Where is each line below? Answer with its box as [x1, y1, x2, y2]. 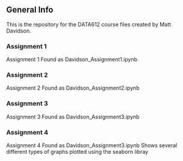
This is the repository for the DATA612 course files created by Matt [6, 20, 172, 28]
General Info [6, 5, 54, 15]
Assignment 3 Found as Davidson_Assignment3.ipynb [6, 113, 140, 120]
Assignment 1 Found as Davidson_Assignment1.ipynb [6, 56, 138, 63]
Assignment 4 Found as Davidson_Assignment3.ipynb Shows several [6, 142, 178, 149]
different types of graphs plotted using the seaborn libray [6, 148, 149, 155]
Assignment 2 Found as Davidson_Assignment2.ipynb [6, 84, 140, 92]
